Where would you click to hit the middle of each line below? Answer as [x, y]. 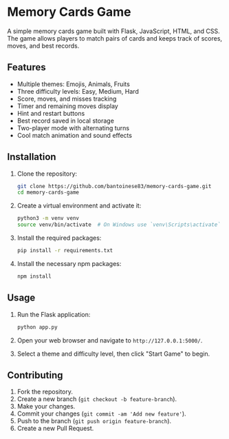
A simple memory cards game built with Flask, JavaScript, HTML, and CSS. [113, 31]
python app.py [37, 327]
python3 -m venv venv [48, 218]
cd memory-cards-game [48, 193]
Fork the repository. [45, 392]
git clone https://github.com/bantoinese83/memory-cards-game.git [114, 186]
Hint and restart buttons [51, 113]
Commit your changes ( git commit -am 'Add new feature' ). [102, 414]
